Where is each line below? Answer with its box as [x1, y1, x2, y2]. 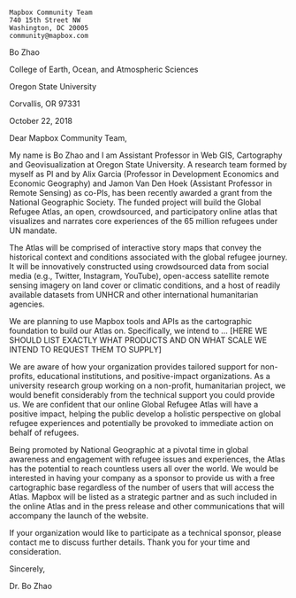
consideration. [9, 547, 62, 556]
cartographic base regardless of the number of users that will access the [9, 482, 275, 493]
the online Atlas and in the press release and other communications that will [9, 501, 285, 511]
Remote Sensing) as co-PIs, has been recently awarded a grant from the [9, 188, 272, 198]
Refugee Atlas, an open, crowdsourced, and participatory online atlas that [9, 206, 277, 217]
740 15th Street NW [9, 16, 81, 25]
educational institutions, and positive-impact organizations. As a [36, 371, 271, 381]
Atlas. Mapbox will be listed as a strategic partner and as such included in [9, 492, 277, 501]
